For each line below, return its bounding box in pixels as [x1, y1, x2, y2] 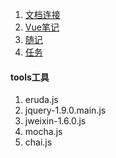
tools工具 [10, 71, 50, 83]
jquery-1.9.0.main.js [24, 104, 107, 117]
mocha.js [24, 126, 63, 138]
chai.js [24, 136, 53, 148]
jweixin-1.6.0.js [24, 115, 87, 127]
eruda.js [24, 94, 59, 106]
